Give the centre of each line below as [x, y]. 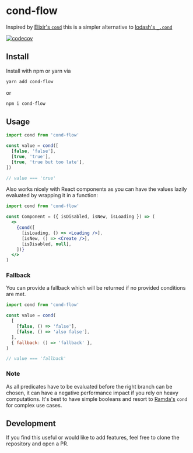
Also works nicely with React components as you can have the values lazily [96, 189]
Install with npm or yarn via [38, 71]
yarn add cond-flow [30, 81]
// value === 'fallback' [36, 359]
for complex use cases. [34, 405]
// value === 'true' [31, 178]
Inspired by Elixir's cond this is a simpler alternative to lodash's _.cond [89, 27]
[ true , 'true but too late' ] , [48, 162]
